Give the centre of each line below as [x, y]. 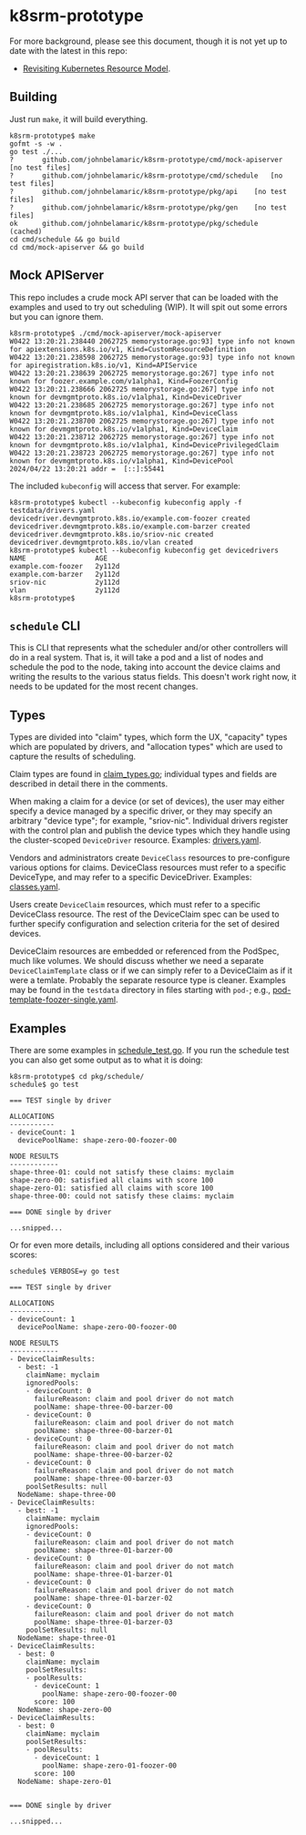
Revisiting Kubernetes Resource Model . [97, 68]
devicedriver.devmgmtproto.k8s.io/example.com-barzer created [130, 526]
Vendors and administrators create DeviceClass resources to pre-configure [150, 858]
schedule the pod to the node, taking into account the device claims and [145, 667]
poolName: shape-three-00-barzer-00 [103, 1407]
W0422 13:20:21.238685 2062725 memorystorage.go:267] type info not [142, 405]
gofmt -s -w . [36, 144]
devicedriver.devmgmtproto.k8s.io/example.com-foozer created [130, 518]
